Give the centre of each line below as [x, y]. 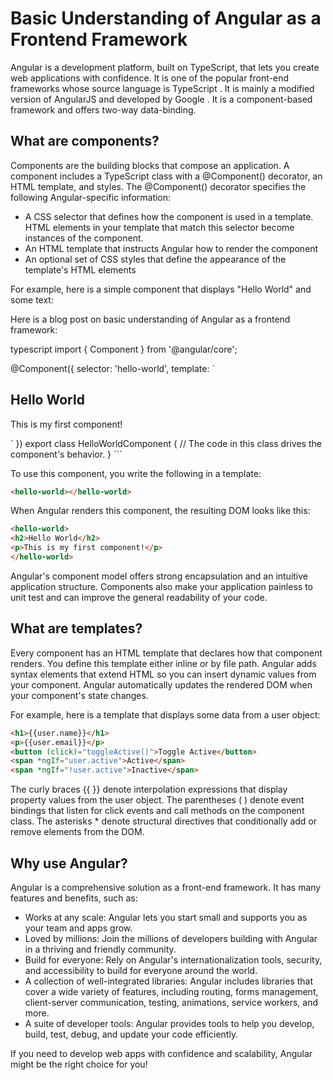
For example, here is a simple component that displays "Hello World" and [161, 289]
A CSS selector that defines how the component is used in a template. [169, 216]
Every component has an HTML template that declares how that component [166, 653]
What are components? [85, 141]
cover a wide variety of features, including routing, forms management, [171, 991]
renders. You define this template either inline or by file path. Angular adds [163, 663]
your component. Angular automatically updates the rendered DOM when [161, 684]
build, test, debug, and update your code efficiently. [131, 1034]
